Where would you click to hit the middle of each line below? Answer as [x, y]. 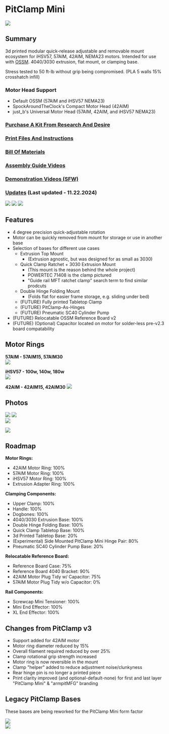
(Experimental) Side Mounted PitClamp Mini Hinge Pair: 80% [75, 541]
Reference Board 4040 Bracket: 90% [51, 571]
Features [19, 220]
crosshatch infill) [23, 77]
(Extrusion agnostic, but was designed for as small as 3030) [90, 259]
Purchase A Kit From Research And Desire [58, 125]
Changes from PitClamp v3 [48, 628]
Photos [17, 403]
